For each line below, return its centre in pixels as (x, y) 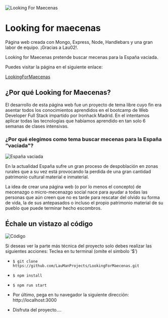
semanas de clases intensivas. (37, 126)
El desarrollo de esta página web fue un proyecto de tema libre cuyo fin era (83, 105)
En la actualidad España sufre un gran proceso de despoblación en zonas (82, 166)
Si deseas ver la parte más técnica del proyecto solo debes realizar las (79, 246)
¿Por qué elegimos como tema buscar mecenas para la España (83, 139)
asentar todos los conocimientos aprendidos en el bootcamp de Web (77, 110)
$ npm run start (30, 285)
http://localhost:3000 (35, 300)
